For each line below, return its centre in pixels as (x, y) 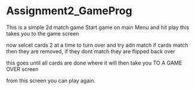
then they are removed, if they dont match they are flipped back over (91, 51)
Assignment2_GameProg (69, 11)
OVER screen (22, 69)
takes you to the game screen (43, 33)
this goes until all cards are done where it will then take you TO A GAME (94, 63)
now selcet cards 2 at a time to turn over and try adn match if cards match (97, 45)
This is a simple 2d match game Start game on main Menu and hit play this (98, 27)
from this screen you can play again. (51, 81)
